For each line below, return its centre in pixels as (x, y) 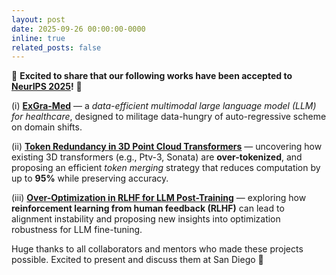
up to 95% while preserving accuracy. (90, 178)
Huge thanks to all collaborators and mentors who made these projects (157, 249)
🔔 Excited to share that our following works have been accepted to (152, 76)
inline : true (38, 38)
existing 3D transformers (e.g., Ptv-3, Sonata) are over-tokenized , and (157, 157)
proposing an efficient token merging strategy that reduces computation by (166, 168)
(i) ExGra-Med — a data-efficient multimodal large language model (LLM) (164, 106)
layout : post (38, 19)
